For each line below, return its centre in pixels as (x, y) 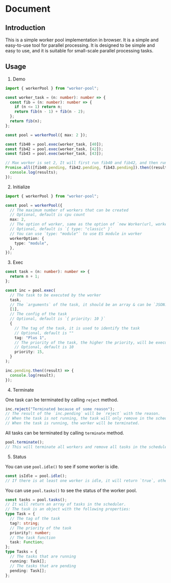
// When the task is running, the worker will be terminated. (73, 423)
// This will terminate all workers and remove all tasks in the (76, 447)
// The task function (33, 538)
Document (28, 9)
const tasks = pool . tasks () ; (36, 499)
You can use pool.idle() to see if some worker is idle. (62, 466)
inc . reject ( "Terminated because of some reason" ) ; (60, 409)
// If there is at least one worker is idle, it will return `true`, (81, 481)
